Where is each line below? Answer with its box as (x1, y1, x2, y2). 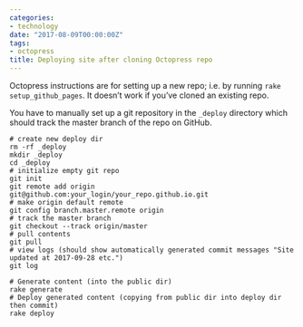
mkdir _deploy (9, 150, 64, 159)
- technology (9, 22, 59, 31)
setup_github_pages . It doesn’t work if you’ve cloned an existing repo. (9, 90, 269, 101)
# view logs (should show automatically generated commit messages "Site (9, 245, 295, 255)
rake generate (9, 285, 64, 294)
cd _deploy (9, 159, 51, 168)
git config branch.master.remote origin (9, 206, 165, 215)
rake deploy (9, 309, 54, 318)
